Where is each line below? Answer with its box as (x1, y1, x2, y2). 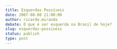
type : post (5, 36, 28, 41)
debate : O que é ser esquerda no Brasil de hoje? (5, 21, 112, 27)
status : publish (5, 31, 40, 36)
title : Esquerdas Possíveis (5, 7, 65, 13)
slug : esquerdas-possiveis (5, 27, 62, 32)
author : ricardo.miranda (5, 17, 58, 22)
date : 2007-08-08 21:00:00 (5, 12, 62, 17)
